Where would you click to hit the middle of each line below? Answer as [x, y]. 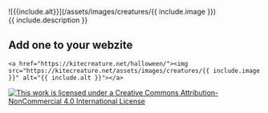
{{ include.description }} [48, 20]
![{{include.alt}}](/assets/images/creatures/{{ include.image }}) [112, 12]
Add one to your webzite [71, 45]
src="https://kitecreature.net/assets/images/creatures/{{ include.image [134, 71]
